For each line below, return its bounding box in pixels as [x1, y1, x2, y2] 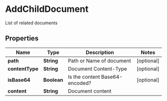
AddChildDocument [5, 3, 88, 15]
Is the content [68, 73, 100, 80]
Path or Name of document [68, 57, 131, 64]
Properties [5, 34, 39, 43]
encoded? [68, 79, 91, 86]
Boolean [43, 76, 64, 83]
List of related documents [5, 20, 58, 26]
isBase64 [7, 76, 31, 83]
